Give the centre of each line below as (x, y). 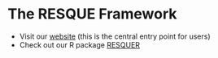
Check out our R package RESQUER (79, 44)
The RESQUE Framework (92, 14)
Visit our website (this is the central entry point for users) (115, 36)
